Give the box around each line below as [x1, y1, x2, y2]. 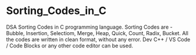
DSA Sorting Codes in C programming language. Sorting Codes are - [6, 23, 172, 30]
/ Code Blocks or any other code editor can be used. [6, 42, 134, 49]
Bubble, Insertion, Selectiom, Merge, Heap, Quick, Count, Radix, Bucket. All [6, 29, 188, 36]
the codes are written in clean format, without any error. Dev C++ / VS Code [6, 36, 191, 43]
